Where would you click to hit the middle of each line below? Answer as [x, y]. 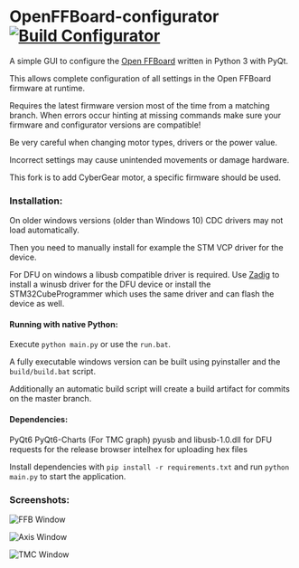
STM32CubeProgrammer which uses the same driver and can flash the [142, 294]
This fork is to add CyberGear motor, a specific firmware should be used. [145, 177]
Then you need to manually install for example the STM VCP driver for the [146, 248]
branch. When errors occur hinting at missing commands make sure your [145, 115]
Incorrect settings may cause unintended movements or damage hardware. [149, 159]
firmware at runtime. [47, 88]
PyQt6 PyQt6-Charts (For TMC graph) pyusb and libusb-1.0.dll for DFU [141, 440]
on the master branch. [51, 399]
